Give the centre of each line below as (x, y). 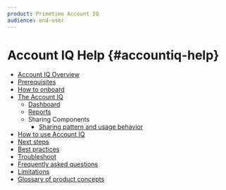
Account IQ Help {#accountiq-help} (113, 55)
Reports (39, 112)
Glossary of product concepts (61, 179)
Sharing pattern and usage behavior (91, 127)
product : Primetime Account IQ (53, 14)
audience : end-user (36, 20)
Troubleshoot (37, 157)
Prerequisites (37, 82)
